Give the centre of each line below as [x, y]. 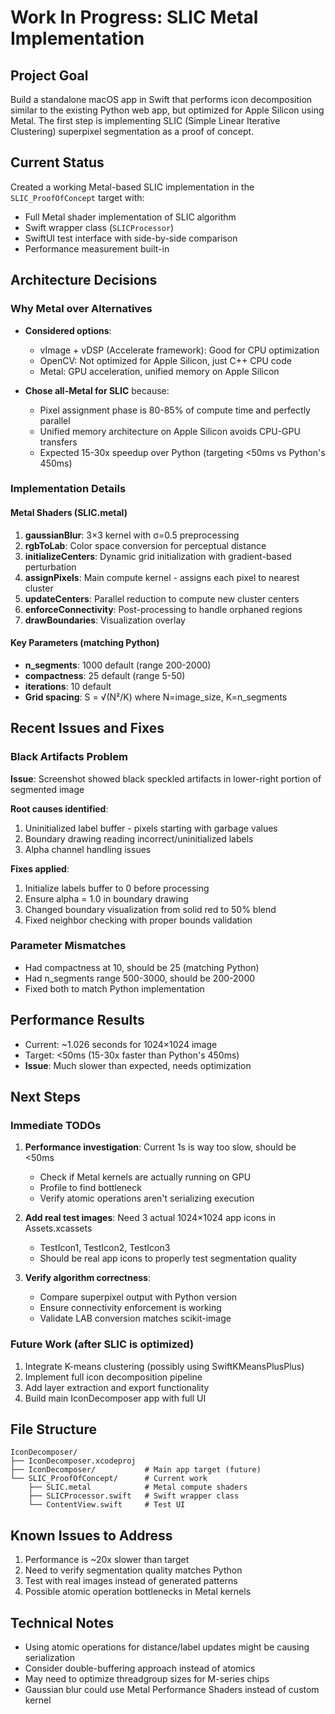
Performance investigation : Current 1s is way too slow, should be [160, 1147]
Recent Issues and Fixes [87, 728]
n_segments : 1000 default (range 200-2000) [118, 665]
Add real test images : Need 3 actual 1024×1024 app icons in [150, 1218]
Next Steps [45, 1097]
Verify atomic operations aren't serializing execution [147, 1198]
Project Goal [49, 75]
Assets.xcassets [58, 1228]
